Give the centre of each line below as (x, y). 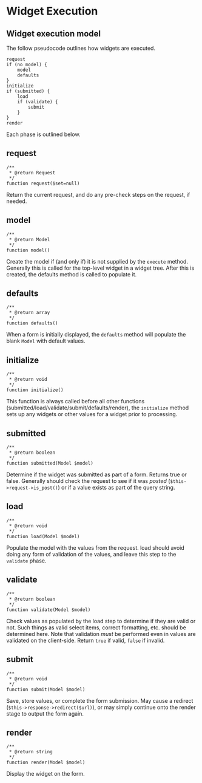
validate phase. (26, 561)
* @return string (31, 752)
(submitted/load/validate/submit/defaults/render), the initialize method (98, 408)
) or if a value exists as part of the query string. (116, 488)
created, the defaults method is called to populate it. (72, 274)
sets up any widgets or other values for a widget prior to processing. (92, 414)
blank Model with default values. (46, 341)
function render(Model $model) (46, 763)
